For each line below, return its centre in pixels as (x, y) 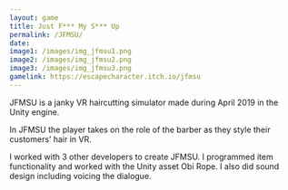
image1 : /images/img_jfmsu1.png (70, 52)
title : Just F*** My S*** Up (65, 26)
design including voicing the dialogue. (80, 176)
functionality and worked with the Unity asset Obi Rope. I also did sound (144, 166)
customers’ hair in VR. (51, 139)
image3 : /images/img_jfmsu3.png (70, 69)
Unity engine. (35, 112)
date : (20, 43)
